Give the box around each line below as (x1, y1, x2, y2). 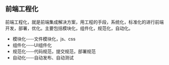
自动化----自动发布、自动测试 (12, 54, 74, 60)
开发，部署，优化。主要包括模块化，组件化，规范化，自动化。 (5, 25, 133, 31)
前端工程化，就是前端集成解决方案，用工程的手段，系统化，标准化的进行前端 (5, 19, 164, 25)
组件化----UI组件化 (12, 42, 52, 48)
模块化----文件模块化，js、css (12, 35, 76, 41)
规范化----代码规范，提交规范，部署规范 (12, 48, 96, 54)
